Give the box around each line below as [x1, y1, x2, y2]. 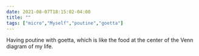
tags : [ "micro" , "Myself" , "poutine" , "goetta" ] [6, 20, 123, 26]
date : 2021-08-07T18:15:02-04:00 [6, 8, 91, 15]
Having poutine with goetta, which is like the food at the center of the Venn [6, 37, 194, 44]
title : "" [6, 14, 32, 20]
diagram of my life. [6, 43, 53, 50]
